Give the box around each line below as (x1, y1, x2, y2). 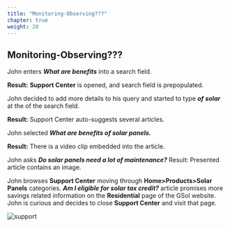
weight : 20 (7, 23, 39, 30)
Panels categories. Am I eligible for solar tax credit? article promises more (7, 184, 224, 192)
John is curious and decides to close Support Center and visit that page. (7, 199, 217, 208)
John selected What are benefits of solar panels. (7, 129, 151, 137)
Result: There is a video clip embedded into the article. (7, 142, 165, 150)
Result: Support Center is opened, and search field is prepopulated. (7, 81, 204, 89)
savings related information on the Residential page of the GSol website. (7, 191, 216, 200)
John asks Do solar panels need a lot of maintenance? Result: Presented (7, 156, 220, 164)
